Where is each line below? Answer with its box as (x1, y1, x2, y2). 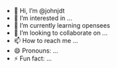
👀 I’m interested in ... (13, 14, 73, 22)
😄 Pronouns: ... (13, 46, 59, 55)
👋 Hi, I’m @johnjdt (13, 7, 65, 15)
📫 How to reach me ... (13, 37, 78, 44)
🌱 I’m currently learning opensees (13, 22, 111, 29)
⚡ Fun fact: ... (13, 54, 52, 62)
